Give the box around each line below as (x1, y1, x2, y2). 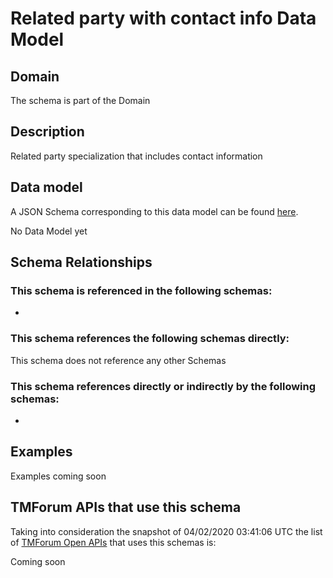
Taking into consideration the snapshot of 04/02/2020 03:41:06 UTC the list (10, 525, 323, 537)
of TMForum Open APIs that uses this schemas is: (10, 536, 217, 548)
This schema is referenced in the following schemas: (10, 283, 273, 297)
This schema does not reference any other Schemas (10, 354, 227, 366)
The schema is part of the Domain (10, 95, 151, 106)
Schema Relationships (10, 254, 153, 271)
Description (10, 123, 85, 141)
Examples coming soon (10, 470, 107, 482)
